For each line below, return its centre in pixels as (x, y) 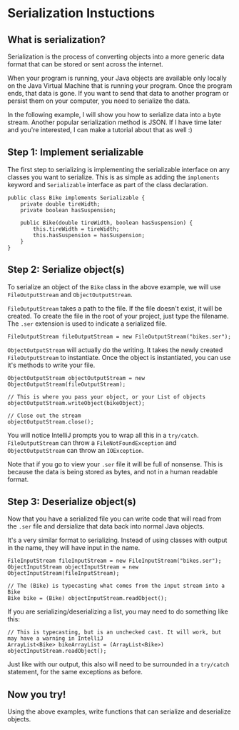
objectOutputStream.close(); (51, 422)
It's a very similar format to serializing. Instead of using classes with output (117, 540)
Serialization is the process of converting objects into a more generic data (116, 56)
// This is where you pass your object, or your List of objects (106, 397)
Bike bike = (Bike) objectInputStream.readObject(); (87, 599)
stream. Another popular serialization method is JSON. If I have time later (115, 122)
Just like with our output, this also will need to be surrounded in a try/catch (118, 664)
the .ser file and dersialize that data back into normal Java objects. (106, 526)
